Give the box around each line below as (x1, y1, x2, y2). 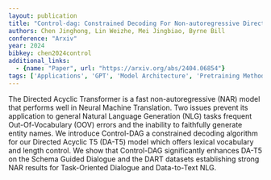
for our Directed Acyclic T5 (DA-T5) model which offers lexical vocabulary (8, 136, 254, 146)
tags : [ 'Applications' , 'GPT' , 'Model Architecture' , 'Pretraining (8, 72, 240, 80)
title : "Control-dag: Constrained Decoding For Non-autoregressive (8, 19, 240, 27)
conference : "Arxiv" (8, 34, 78, 43)
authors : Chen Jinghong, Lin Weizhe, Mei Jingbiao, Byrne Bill (8, 27, 226, 35)
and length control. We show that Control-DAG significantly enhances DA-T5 (8, 145, 263, 155)
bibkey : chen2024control (8, 49, 92, 57)
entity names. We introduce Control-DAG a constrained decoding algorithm (8, 128, 258, 138)
